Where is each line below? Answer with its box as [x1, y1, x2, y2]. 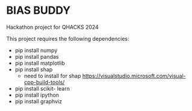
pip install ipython [14, 91, 59, 98]
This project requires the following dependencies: [6, 35, 129, 42]
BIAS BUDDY [6, 4, 71, 17]
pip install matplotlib [14, 59, 65, 67]
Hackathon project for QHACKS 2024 [6, 23, 99, 31]
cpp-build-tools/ [23, 79, 65, 86]
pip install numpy [14, 46, 58, 54]
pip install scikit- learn [14, 85, 70, 92]
